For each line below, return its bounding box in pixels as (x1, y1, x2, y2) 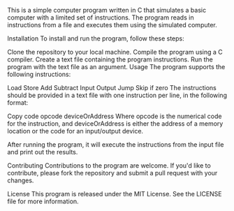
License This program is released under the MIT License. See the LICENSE (7, 190, 222, 198)
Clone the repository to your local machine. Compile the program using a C (7, 48, 224, 56)
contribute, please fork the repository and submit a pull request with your (7, 169, 218, 177)
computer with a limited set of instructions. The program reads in (7, 13, 194, 22)
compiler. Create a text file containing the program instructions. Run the (7, 55, 213, 64)
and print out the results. (7, 148, 78, 156)
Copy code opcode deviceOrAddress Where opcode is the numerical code (7, 112, 222, 120)
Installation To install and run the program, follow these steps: (7, 34, 185, 43)
